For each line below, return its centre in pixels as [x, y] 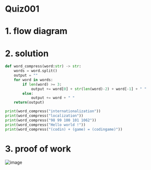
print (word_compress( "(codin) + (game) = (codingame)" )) [64, 129]
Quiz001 [22, 9]
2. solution [27, 53]
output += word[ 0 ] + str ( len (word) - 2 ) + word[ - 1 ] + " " [89, 89]
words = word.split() [35, 71]
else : [28, 93]
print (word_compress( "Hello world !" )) [45, 125]
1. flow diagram [36, 31]
